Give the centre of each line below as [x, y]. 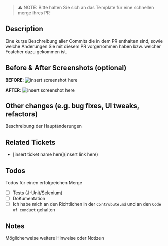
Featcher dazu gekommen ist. [36, 52]
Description [24, 29]
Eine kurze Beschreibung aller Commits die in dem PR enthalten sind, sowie [84, 41]
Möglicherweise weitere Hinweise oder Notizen [55, 238]
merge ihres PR [34, 13]
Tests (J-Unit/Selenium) [38, 193]
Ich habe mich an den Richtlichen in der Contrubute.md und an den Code [87, 204]
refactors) [22, 114]
